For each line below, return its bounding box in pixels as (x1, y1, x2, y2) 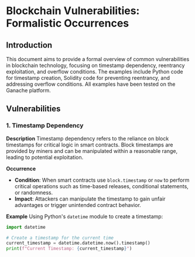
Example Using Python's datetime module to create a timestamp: (6, 213, 163, 220)
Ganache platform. (6, 87, 51, 94)
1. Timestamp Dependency (6, 122, 84, 130)
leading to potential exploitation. (6, 153, 84, 161)
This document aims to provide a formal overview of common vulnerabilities (6, 56, 190, 62)
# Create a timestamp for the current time (6, 235, 114, 241)
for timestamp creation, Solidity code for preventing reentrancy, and (6, 75, 170, 81)
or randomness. (14, 189, 53, 196)
